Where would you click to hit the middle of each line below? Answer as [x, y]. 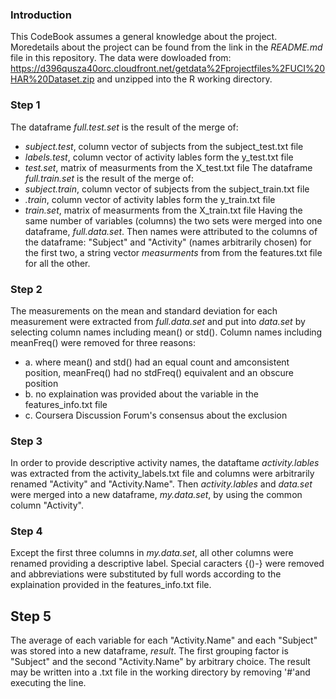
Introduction [41, 15]
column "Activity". [47, 505]
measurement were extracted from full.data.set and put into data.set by [158, 321]
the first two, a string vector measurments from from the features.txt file [173, 252]
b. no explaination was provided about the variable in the [141, 394]
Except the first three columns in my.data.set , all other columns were [152, 553]
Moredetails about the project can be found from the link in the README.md [166, 47]
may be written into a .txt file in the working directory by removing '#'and [160, 672]
